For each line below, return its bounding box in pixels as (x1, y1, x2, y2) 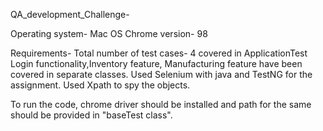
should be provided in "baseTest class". (10, 109, 173, 121)
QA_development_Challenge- (10, 9, 130, 20)
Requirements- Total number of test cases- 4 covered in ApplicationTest (10, 47, 308, 59)
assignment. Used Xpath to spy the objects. (10, 79, 191, 91)
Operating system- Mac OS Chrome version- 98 (10, 28, 208, 39)
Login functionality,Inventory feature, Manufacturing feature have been (10, 58, 303, 69)
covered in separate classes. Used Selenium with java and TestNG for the (10, 69, 313, 80)
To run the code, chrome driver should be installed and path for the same (10, 99, 312, 110)
